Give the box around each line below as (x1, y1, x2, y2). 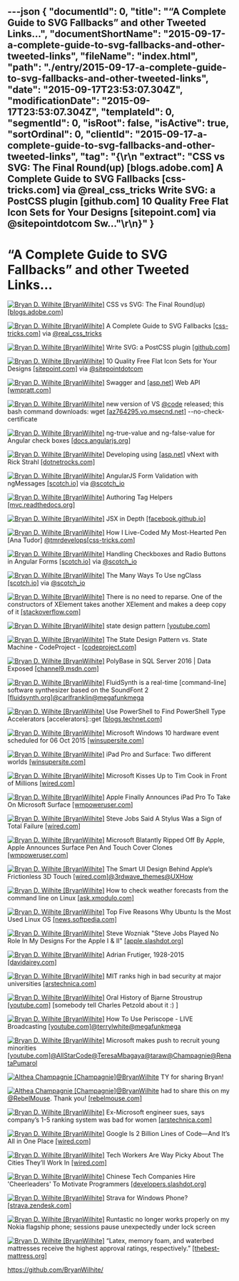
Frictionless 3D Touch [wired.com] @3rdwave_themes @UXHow (7, 873, 193, 881)
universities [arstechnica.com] (7, 980, 97, 988)
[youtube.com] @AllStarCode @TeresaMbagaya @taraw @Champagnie (7, 1051, 210, 1060)
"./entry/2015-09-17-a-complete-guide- (44, 61, 227, 74)
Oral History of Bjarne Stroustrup (106, 993, 203, 1002)
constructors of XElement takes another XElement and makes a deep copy (7, 600, 227, 609)
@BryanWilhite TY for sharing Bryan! (116, 1072, 224, 1081)
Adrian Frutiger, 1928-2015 (106, 950, 184, 959)
